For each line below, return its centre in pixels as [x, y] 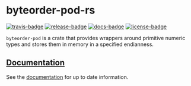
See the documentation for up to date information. [67, 77]
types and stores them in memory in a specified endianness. [80, 44]
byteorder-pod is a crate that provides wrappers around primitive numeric [96, 38]
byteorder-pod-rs [51, 10]
